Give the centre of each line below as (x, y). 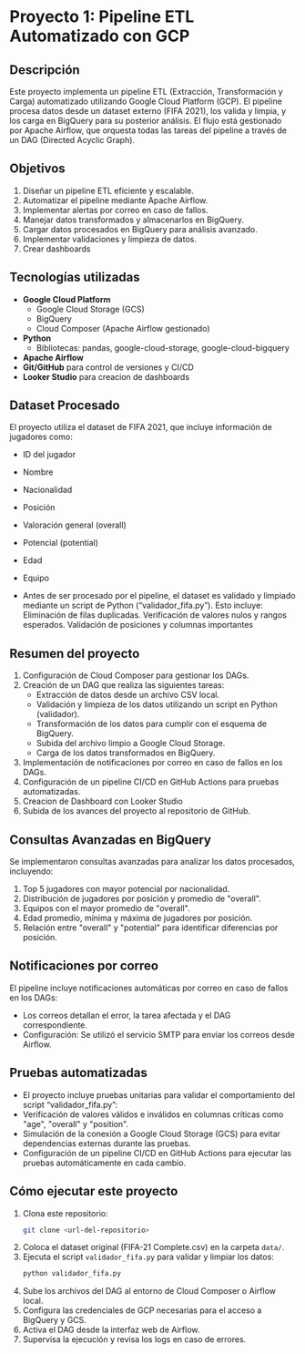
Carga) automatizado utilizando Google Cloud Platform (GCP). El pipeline (146, 101)
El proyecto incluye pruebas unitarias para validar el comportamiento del (159, 1094)
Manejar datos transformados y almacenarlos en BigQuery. (133, 220)
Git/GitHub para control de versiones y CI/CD (108, 367)
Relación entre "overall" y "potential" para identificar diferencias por (150, 928)
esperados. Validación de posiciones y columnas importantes (137, 625)
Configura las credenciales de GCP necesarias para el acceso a (142, 1310)
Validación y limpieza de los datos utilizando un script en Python (157, 704)
